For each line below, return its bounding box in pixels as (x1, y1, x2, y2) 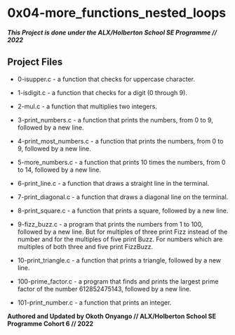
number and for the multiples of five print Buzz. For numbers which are (17, 234, 223, 244)
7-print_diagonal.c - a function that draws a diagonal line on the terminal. (17, 192, 229, 201)
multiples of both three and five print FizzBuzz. (17, 242, 153, 251)
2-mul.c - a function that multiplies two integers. (17, 102, 158, 110)
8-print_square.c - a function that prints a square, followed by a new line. (17, 206, 229, 215)
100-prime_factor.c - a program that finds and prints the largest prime (17, 277, 219, 286)
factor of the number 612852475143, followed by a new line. (17, 284, 192, 293)
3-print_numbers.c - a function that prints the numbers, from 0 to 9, (17, 115, 214, 124)
